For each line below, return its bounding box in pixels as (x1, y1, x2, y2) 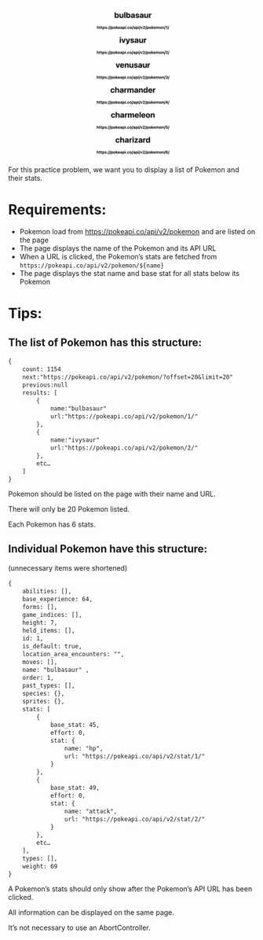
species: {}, (22, 689, 65, 697)
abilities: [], (22, 587, 72, 595)
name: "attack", (64, 807, 118, 815)
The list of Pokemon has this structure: (8, 336, 203, 349)
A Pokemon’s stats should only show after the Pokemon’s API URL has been (8, 883, 253, 894)
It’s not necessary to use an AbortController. (8, 923, 151, 932)
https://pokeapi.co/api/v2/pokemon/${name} (19, 262, 165, 270)
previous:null (22, 381, 68, 389)
